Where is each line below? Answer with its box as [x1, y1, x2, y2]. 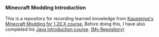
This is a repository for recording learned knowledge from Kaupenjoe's [5, 16, 154, 22]
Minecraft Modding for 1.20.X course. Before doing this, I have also [5, 21, 146, 27]
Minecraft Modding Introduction [5, 4, 86, 11]
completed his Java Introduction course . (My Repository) [5, 26, 124, 32]
